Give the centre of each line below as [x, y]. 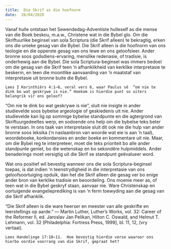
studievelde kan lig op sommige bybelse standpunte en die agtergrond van [83, 116]
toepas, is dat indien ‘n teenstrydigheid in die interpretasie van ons [75, 169]
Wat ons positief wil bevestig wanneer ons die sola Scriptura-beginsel [78, 164]
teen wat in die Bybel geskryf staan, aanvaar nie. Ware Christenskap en [80, 185]
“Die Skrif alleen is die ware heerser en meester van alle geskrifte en [77, 206]
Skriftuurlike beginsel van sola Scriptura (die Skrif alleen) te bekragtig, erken [85, 40]
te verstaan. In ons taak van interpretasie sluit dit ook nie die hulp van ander [85, 127]
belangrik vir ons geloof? [34, 96]
